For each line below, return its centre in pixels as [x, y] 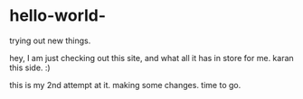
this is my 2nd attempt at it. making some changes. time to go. [125, 85]
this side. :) [30, 67]
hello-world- [58, 16]
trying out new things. [50, 40]
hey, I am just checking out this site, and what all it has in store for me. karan [151, 58]
